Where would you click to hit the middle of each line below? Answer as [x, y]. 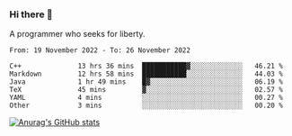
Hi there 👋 [31, 14]
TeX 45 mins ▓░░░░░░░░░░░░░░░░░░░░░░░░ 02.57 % [146, 90]
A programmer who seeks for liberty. [77, 34]
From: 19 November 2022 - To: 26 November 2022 [100, 50]
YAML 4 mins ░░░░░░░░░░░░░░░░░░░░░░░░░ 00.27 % [146, 98]
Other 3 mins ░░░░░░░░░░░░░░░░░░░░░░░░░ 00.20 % [146, 106]
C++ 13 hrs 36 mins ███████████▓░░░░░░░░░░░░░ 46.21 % [146, 67]
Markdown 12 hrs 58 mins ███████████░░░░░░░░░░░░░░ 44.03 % [146, 74]
